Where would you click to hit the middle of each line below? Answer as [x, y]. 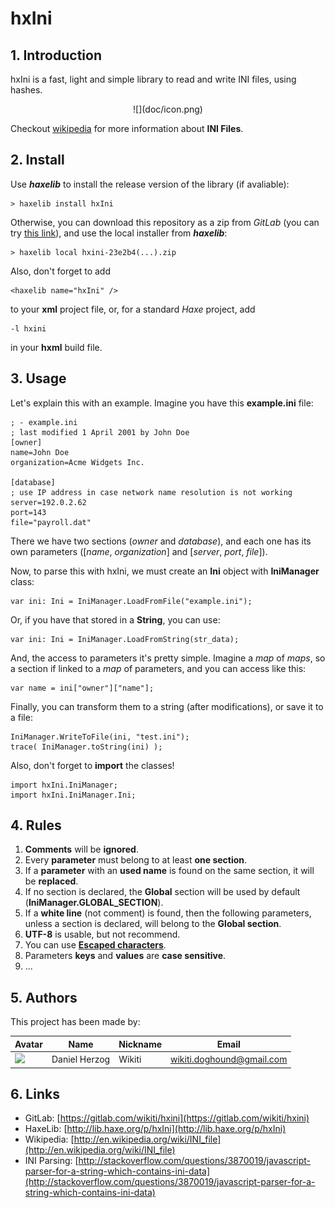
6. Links [35, 1093]
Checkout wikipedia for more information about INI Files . [127, 128]
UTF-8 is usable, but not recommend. [102, 934]
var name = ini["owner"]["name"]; [82, 688]
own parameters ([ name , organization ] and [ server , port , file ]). [139, 551]
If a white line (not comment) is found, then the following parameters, [168, 913]
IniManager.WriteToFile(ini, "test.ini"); [100, 737]
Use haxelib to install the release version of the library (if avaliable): [150, 184]
